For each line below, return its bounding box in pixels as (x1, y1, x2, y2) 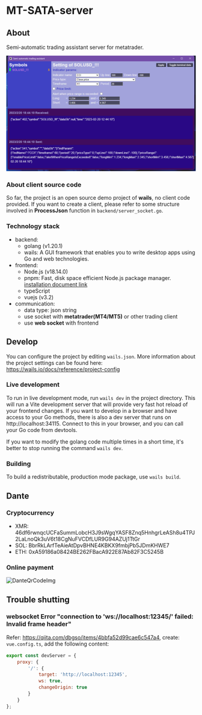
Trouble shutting (6, 594, 70, 605)
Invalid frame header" (6, 620, 72, 628)
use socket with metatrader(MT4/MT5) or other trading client (23, 313, 178, 320)
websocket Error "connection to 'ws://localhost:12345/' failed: (6, 612, 194, 621)
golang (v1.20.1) (23, 242, 63, 249)
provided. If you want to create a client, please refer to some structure (6, 200, 180, 208)
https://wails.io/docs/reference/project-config (6, 366, 120, 373)
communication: (14, 300, 55, 307)
